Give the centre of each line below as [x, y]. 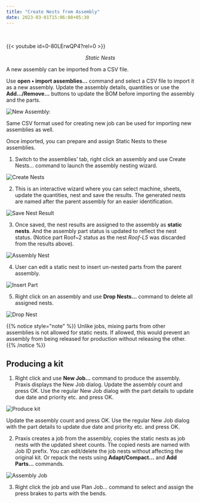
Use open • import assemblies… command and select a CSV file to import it [100, 81]
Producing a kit [35, 364]
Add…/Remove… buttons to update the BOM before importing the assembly [100, 93]
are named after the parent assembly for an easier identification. [94, 201]
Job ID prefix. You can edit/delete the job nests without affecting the [99, 451]
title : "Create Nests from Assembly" [53, 12]
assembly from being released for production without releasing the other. [96, 338]
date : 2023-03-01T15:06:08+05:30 [48, 17]
